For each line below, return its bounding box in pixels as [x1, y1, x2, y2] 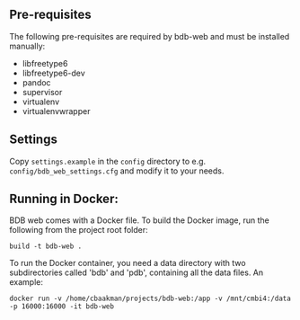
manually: [9, 40, 46, 51]
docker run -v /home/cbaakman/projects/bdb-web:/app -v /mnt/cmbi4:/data [9, 294, 292, 304]
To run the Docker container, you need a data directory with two [9, 258, 246, 269]
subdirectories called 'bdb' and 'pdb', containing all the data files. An [9, 267, 264, 278]
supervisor [22, 86, 63, 97]
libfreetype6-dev [22, 67, 85, 78]
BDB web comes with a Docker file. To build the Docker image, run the [9, 215, 269, 226]
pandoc [22, 76, 51, 88]
